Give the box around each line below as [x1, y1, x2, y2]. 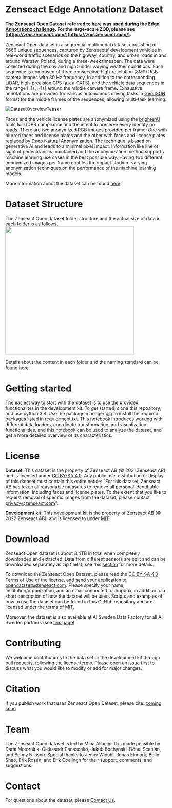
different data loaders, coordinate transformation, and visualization [5, 421, 147, 427]
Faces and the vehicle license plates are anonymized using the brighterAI [5, 116, 160, 122]
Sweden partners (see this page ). [5, 619, 76, 625]
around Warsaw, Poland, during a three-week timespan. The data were [5, 57, 155, 64]
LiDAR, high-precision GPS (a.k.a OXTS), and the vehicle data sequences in [5, 80, 165, 86]
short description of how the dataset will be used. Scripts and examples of [5, 593, 163, 599]
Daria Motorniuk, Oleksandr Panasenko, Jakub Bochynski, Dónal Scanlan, [5, 746, 161, 752]
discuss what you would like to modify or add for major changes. [5, 665, 142, 671]
